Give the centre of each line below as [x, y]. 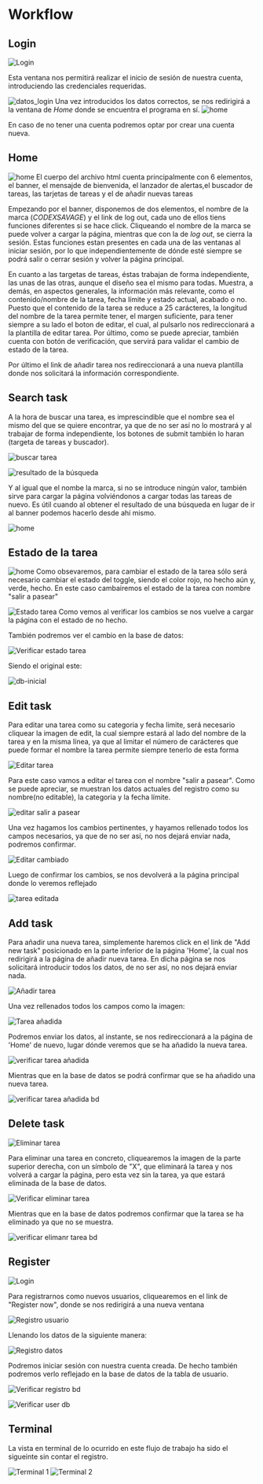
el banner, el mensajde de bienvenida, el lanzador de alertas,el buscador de [131, 185]
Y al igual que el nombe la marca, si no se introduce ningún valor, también [128, 487]
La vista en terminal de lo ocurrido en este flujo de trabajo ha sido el [118, 1448]
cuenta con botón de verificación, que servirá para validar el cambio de [124, 341]
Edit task [30, 706]
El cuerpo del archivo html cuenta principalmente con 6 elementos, [144, 177]
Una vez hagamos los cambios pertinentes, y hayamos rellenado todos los [128, 828]
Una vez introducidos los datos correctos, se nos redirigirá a [152, 101]
